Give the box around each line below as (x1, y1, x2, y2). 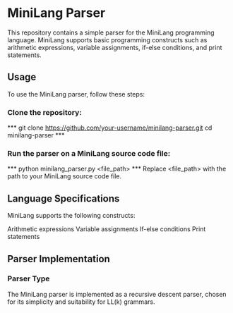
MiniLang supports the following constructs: (7, 211, 136, 220)
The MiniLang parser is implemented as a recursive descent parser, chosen (7, 290, 227, 298)
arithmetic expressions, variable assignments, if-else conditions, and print (7, 43, 222, 51)
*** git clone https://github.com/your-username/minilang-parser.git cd (7, 123, 213, 132)
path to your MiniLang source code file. (7, 172, 122, 180)
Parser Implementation (7, 252, 111, 265)
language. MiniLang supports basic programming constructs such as (7, 35, 208, 44)
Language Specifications (7, 192, 120, 204)
